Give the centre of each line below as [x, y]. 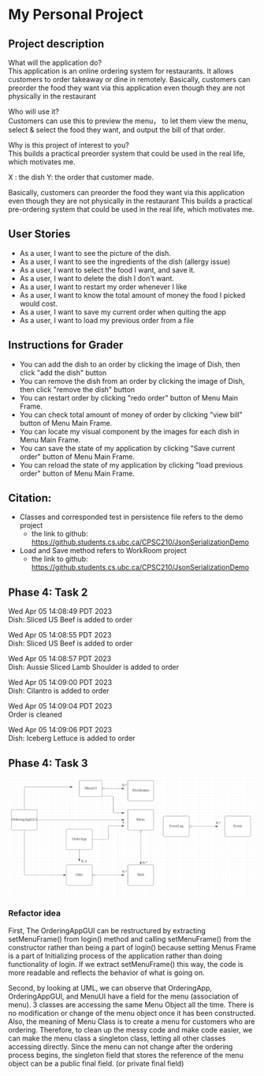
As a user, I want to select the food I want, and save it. [107, 269]
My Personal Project [76, 15]
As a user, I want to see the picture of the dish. [95, 253]
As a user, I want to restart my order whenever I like [103, 287]
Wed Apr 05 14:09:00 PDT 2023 [60, 683]
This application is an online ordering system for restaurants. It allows [121, 71]
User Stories [39, 234]
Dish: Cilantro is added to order [59, 691]
